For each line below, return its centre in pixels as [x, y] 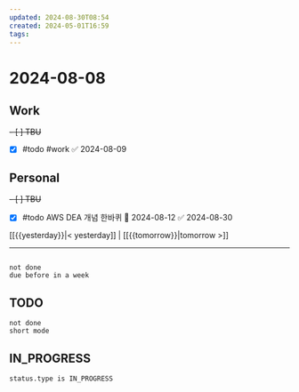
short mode [29, 331]
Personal [35, 177]
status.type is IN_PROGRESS [61, 379]
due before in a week [49, 276]
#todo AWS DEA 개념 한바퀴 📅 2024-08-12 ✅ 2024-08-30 [127, 218]
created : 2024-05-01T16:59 [59, 26]
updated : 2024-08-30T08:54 [59, 17]
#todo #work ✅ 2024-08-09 [74, 149]
